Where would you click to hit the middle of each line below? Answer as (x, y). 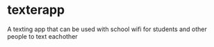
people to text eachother (42, 36)
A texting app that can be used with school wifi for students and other (107, 29)
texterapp (36, 10)
